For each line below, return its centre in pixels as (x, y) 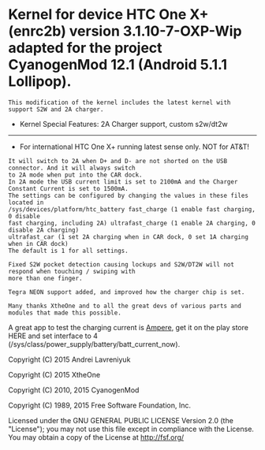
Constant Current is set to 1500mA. (68, 188)
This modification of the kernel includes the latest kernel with (119, 102)
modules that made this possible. (65, 313)
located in (26, 203)
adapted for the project (86, 48)
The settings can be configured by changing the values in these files (128, 195)
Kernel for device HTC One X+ (108, 15)
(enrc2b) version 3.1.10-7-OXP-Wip (125, 31)
